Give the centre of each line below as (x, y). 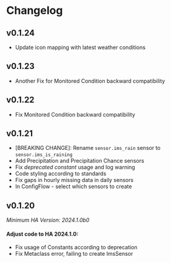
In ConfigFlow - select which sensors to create (73, 187)
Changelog (35, 11)
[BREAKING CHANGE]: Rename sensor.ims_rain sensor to (88, 148)
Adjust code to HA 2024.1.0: (42, 234)
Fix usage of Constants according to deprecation (76, 247)
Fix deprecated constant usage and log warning (75, 167)
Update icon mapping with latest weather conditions (80, 47)
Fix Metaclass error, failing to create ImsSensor (74, 254)
